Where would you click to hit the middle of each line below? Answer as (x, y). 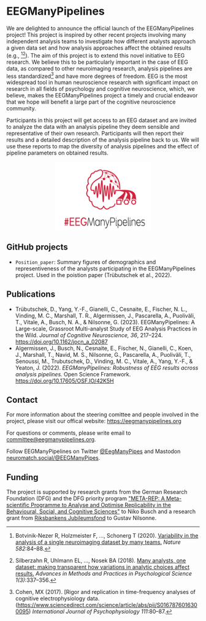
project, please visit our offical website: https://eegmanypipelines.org (94, 421)
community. (21, 109)
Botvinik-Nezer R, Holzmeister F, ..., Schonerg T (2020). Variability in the (107, 536)
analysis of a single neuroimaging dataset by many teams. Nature (98, 542)
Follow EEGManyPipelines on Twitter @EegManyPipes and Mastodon (93, 451)
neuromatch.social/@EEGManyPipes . (53, 458)
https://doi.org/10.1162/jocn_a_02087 (62, 341)
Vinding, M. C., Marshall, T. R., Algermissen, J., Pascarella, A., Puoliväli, (105, 315)
